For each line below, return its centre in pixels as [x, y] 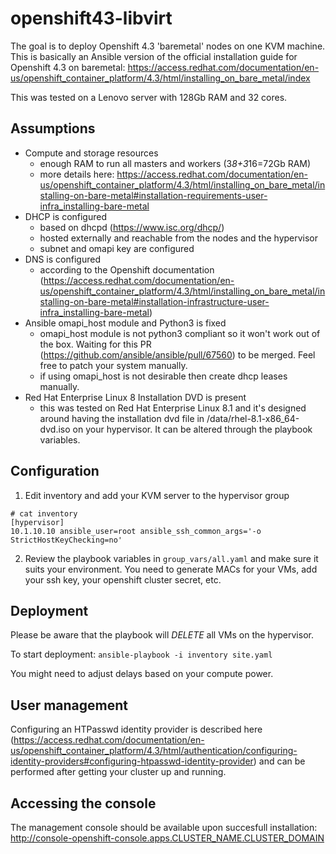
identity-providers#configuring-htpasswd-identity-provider [132, 761]
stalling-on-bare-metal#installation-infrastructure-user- [154, 301]
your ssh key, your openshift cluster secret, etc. [123, 579]
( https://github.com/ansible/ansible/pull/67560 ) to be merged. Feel [177, 354]
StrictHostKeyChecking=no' [66, 540]
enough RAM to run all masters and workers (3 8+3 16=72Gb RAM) [175, 163]
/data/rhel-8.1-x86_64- [253, 418]
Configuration [55, 471]
